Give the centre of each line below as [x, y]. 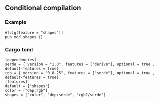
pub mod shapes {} [24, 37]
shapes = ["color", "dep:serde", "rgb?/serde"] [56, 95]
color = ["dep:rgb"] [27, 90]
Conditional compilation [43, 8]
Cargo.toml [19, 49]
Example [16, 22]
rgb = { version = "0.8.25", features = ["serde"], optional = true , [80, 73]
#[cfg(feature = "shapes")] [34, 33]
